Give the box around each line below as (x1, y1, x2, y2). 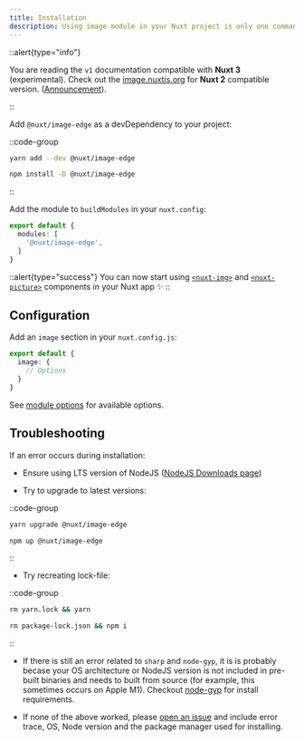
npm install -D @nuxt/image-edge (9, 169, 136, 179)
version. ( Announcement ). (9, 83, 107, 94)
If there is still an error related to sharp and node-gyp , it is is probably (22, 656, 277, 667)
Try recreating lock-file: (22, 570, 110, 581)
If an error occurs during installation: (9, 449, 146, 460)
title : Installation (9, 13, 88, 23)
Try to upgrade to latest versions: (22, 485, 147, 496)
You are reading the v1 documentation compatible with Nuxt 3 (9, 64, 242, 75)
